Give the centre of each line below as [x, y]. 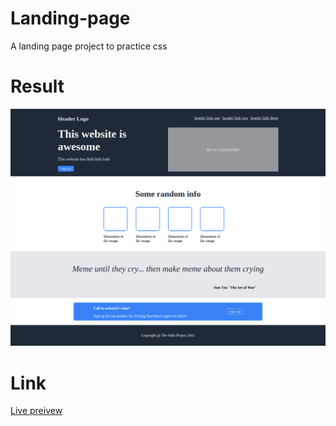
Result [37, 86]
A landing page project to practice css [89, 46]
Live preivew [36, 411]
